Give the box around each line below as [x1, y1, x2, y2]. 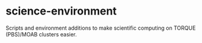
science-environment [5, 4, 117, 18]
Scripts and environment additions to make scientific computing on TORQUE [5, 24, 196, 31]
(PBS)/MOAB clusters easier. [5, 30, 77, 38]
